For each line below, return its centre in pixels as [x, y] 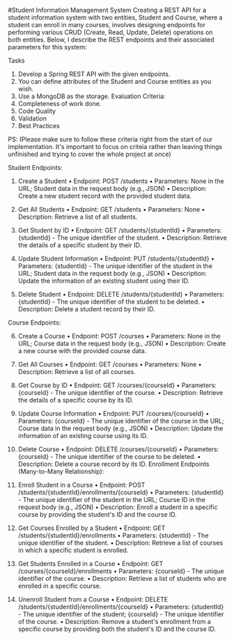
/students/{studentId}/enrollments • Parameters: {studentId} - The [113, 535]
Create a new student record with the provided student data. [105, 196]
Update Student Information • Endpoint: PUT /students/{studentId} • [116, 258]
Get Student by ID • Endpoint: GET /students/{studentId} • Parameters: [120, 230]
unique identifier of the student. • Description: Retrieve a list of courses [120, 543]
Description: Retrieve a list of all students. [78, 217]
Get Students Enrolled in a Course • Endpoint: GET [91, 564]
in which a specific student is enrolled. [73, 550]
